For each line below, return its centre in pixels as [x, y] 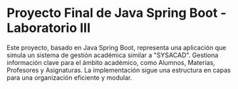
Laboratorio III [48, 28]
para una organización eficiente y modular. [69, 77]
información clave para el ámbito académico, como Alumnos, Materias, [111, 62]
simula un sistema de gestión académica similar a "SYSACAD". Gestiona [113, 55]
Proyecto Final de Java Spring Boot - [117, 13]
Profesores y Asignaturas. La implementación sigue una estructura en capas [119, 70]
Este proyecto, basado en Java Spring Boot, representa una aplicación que [117, 47]
